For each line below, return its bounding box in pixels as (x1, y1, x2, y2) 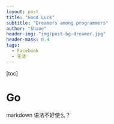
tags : (6, 43, 20, 49)
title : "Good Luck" (6, 14, 55, 20)
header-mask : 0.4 (6, 37, 50, 43)
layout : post (6, 8, 39, 15)
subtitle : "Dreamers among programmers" (6, 20, 109, 26)
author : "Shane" (6, 25, 47, 32)
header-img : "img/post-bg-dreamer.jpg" (6, 31, 106, 37)
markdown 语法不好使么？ (6, 111, 71, 119)
